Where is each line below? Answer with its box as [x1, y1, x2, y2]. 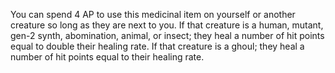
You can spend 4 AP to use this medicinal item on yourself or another [10, 9, 296, 20]
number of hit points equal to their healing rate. [10, 51, 205, 63]
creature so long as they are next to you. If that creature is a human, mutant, [10, 19, 324, 31]
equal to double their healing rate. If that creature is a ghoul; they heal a [10, 40, 305, 52]
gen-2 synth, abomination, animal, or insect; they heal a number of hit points [10, 30, 325, 41]
